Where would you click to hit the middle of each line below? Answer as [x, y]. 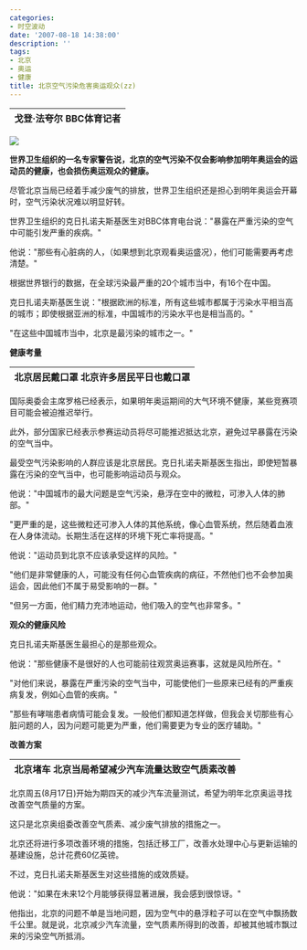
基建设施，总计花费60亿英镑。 [67, 854]
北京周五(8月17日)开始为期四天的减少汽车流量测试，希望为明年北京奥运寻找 [151, 793]
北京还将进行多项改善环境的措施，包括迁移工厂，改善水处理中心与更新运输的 [153, 843]
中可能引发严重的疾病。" [56, 232]
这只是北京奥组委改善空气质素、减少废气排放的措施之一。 [117, 824]
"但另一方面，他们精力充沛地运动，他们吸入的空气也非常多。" [126, 605]
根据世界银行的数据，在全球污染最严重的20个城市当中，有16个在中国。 [143, 282]
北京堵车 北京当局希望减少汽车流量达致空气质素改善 [125, 769]
